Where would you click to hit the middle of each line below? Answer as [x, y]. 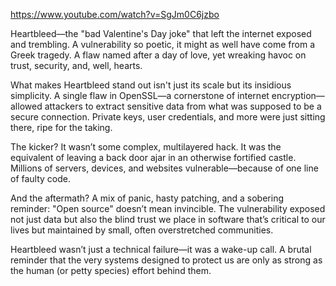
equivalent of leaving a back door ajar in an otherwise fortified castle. [153, 157]
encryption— [298, 95]
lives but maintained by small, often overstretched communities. [142, 230]
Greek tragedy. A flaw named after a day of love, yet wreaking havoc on [158, 55]
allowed [26, 106]
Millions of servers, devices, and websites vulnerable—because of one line [164, 168]
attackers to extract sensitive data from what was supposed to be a [183, 106]
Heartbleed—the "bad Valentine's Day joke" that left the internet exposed [161, 33]
